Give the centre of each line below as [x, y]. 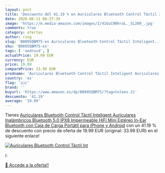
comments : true [21, 28]
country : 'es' [20, 78]
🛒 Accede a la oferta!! [27, 165]
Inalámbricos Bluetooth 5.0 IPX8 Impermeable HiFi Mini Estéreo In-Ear [76, 120]
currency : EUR [20, 60]
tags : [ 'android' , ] [27, 51]
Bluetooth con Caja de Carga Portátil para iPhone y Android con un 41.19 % [81, 125]
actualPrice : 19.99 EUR [29, 55]
